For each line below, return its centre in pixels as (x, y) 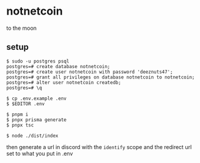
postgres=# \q (24, 88)
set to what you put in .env (40, 153)
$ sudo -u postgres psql (38, 61)
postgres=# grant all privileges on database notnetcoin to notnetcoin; (101, 77)
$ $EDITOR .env (26, 104)
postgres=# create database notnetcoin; (59, 66)
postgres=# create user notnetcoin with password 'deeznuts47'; (90, 72)
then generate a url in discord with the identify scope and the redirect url (99, 147)
